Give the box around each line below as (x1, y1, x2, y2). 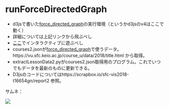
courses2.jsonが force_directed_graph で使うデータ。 (12, 46, 122, 52)
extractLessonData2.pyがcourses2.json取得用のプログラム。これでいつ (12, 59, 161, 65)
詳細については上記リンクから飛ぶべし (12, 33, 92, 39)
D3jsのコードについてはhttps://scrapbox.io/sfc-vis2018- (12, 71, 129, 77)
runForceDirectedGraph (5, 4, 107, 15)
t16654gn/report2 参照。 (12, 77, 64, 84)
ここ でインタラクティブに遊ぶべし (12, 39, 83, 46)
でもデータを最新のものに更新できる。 (12, 65, 92, 71)
